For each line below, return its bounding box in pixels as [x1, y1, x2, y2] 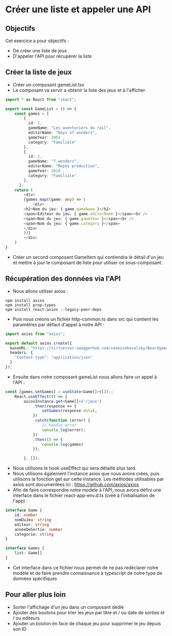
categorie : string [14, 532, 54, 537]
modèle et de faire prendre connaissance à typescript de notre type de [12, 570, 163, 576]
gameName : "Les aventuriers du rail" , [28, 125, 111, 130]
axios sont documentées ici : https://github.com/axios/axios [12, 481, 139, 488]
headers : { [10, 350, 33, 356]
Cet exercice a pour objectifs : [5, 38, 69, 44]
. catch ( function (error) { [32, 418, 91, 423]
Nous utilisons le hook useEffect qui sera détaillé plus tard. [12, 465, 137, 471]
